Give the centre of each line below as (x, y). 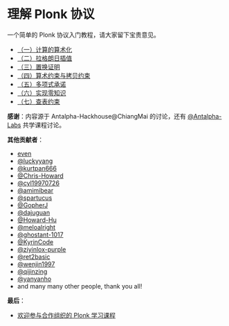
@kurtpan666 (37, 168)
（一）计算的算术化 (45, 49)
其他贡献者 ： (25, 139)
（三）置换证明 (38, 67)
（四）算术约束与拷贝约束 (54, 75)
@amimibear (35, 190)
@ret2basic (34, 257)
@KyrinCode (35, 242)
